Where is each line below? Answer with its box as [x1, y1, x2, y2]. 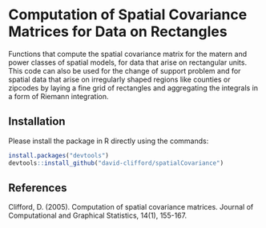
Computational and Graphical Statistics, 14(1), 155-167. [8, 210, 187, 221]
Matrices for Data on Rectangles [8, 22, 228, 41]
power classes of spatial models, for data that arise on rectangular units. [8, 58, 247, 67]
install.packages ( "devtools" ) [8, 151, 110, 159]
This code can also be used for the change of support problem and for [8, 66, 241, 75]
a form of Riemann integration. [8, 91, 109, 101]
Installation [8, 114, 66, 129]
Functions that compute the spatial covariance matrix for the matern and [8, 49, 248, 58]
